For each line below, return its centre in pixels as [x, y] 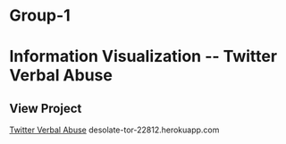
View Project [46, 108]
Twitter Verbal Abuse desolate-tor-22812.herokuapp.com [114, 130]
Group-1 [40, 16]
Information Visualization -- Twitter [143, 57]
